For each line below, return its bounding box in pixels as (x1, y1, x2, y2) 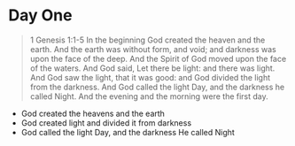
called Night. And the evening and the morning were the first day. (29, 90, 269, 102)
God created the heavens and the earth (20, 108, 166, 119)
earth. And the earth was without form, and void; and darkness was (29, 43, 276, 54)
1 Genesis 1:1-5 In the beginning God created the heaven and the (29, 35, 266, 45)
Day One (8, 5, 73, 26)
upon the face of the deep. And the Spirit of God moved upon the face (29, 53, 287, 64)
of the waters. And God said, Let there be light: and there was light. (29, 63, 276, 73)
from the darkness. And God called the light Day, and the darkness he (29, 81, 285, 92)
